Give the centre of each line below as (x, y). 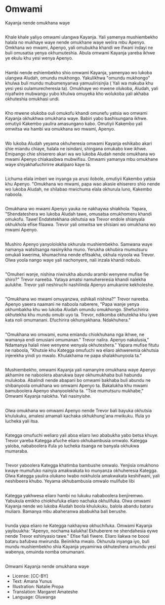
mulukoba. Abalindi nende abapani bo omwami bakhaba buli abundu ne (78, 380)
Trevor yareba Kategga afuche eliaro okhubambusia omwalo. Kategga (76, 441)
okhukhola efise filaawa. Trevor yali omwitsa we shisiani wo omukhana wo (81, 225)
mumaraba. (17, 451)
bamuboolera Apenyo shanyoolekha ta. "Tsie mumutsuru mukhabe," (74, 391)
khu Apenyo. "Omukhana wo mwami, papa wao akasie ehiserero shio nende (82, 184)
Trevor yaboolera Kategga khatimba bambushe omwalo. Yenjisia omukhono (82, 465)
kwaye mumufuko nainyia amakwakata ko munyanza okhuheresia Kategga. (82, 470)
